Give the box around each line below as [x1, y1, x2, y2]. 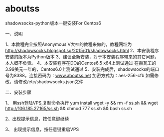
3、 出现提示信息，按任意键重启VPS [5, 126, 79, 132]
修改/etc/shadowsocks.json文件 [18, 78, 84, 85]
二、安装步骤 [5, 89, 31, 95]
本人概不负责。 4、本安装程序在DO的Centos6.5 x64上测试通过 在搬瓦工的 [5, 60, 157, 66]
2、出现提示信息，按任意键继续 [5, 116, 69, 122]
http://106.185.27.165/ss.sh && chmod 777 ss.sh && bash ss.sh [5, 105, 132, 111]
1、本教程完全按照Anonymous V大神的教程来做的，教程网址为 [5, 41, 132, 47]
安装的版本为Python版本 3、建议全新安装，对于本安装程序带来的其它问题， [5, 53, 160, 60]
